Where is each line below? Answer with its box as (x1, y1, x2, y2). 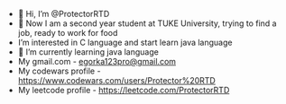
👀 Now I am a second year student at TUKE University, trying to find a (17, 18, 277, 29)
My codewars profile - (17, 65, 101, 76)
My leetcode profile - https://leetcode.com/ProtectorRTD (17, 85, 230, 95)
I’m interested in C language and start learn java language (17, 37, 233, 48)
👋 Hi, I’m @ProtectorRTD (17, 9, 110, 19)
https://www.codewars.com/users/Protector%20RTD (17, 75, 217, 85)
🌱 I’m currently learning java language (17, 47, 160, 57)
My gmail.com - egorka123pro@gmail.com (17, 56, 177, 66)
